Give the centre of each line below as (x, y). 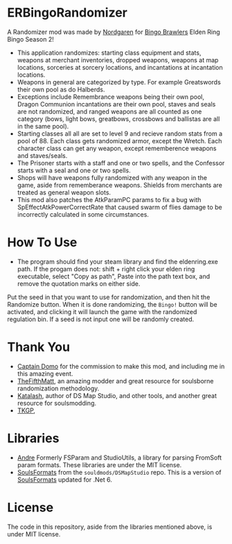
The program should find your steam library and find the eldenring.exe (117, 262)
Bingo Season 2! (30, 39)
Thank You (39, 347)
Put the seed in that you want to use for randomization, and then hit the (109, 297)
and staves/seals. (42, 155)
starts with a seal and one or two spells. (74, 170)
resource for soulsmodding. (57, 403)
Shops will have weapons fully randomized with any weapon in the (112, 177)
